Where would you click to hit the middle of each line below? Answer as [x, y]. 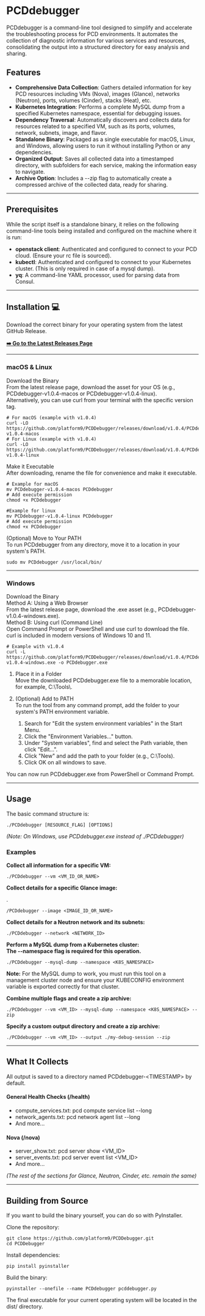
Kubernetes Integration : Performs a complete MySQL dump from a [100, 107]
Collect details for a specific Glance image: [62, 888]
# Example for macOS [33, 484]
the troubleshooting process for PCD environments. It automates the [92, 34]
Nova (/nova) [23, 1137]
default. [16, 1083]
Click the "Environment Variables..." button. [78, 736]
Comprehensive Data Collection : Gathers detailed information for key [103, 87]
